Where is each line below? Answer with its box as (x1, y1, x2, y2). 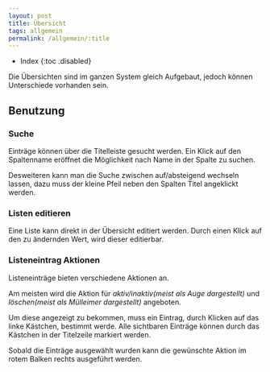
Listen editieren (8, 207, 71, 218)
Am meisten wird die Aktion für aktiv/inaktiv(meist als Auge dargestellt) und (8, 288, 260, 298)
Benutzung (8, 104, 65, 118)
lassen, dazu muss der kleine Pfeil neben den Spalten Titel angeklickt (8, 179, 239, 188)
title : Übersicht (8, 19, 67, 27)
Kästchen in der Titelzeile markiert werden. (8, 329, 152, 339)
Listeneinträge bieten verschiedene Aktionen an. (8, 273, 169, 283)
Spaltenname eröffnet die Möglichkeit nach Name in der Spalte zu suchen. (8, 155, 255, 164)
